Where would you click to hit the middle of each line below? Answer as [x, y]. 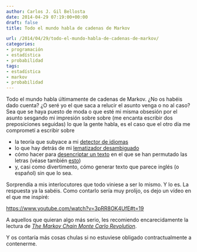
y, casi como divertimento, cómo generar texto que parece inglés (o [97, 167]
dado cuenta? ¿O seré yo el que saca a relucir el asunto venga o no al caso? [98, 105]
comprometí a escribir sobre [40, 131]
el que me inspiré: [28, 197]
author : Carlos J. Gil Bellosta [46, 11]
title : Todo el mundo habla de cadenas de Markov [68, 28]
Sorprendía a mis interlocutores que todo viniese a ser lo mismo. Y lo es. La [98, 185]
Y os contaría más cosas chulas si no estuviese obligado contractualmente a [99, 238]
